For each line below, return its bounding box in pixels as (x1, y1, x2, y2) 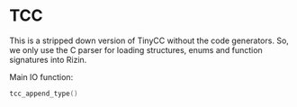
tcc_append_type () (9, 89, 78, 98)
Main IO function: (9, 71, 74, 82)
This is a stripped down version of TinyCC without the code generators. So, (9, 35, 290, 46)
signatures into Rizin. (9, 54, 87, 65)
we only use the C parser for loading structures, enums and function (9, 44, 263, 55)
